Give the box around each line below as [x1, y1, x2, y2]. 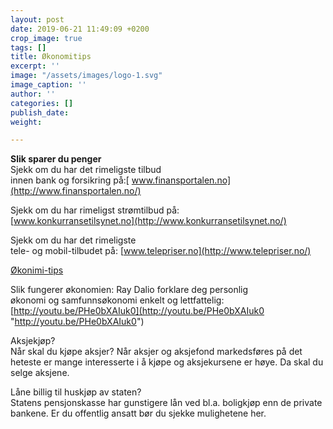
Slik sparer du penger [10, 153, 102, 165]
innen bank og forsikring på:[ [10, 174, 130, 186]
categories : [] [10, 98, 74, 108]
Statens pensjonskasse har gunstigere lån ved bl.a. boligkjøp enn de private [10, 397, 323, 409]
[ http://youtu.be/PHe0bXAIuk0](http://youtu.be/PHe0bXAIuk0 [10, 305, 265, 317]
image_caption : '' [10, 80, 87, 90]
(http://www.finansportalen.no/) [10, 185, 142, 197]
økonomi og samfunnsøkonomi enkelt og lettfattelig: [10, 294, 225, 306]
